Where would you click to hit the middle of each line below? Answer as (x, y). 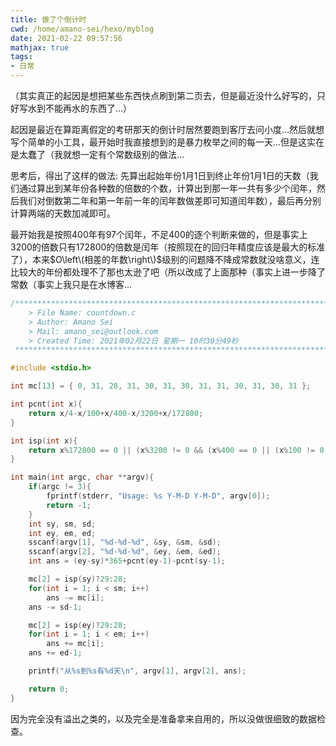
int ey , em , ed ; (62, 533)
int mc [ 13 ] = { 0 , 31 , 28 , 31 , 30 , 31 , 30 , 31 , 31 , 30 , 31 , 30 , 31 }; (161, 386)
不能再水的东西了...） (88, 108)
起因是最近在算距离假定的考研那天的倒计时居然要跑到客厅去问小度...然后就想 (167, 129)
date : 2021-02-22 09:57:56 (66, 38)
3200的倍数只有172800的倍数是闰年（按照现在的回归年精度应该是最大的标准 (168, 247)
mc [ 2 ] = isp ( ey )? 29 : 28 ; (78, 625)
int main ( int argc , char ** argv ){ (82, 477)
